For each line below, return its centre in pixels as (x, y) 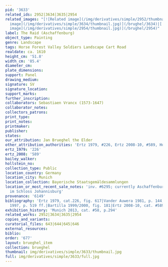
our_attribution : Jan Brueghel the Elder (49, 140)
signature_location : (27, 89)
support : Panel (21, 75)
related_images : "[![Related (35, 19)
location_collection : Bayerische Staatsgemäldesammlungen (67, 182)
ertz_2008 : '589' (23, 154)
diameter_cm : (19, 66)
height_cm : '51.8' (24, 56)
